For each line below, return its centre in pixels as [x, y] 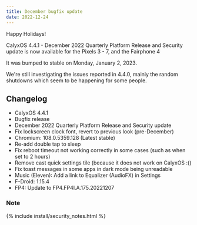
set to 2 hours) [32, 157]
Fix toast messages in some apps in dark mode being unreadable [94, 169]
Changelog [27, 98]
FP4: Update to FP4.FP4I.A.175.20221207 [64, 188]
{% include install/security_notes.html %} [56, 216]
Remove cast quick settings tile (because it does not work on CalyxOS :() [103, 163]
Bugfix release [32, 119]
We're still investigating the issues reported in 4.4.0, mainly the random [92, 74]
